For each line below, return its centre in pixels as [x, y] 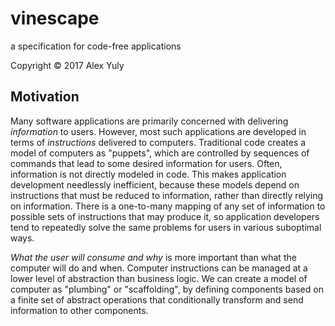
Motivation [45, 97]
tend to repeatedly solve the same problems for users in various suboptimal [166, 227]
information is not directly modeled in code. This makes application [148, 174]
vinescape [55, 18]
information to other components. [79, 310]
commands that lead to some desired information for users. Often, [146, 163]
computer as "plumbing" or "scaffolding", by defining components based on [167, 289]
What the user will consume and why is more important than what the [153, 257]
